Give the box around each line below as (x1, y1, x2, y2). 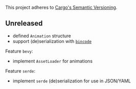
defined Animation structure (12, 33, 71, 39)
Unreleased (5, 19, 43, 28)
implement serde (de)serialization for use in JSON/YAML (12, 78, 131, 84)
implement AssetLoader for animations (12, 58, 93, 64)
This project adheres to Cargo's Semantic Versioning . (5, 5, 118, 10)
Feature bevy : (5, 48, 33, 54)
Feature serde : (5, 68, 36, 74)
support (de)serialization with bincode (12, 38, 92, 44)
